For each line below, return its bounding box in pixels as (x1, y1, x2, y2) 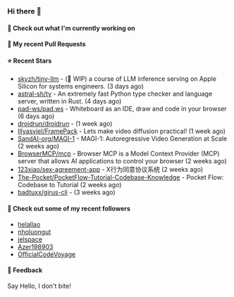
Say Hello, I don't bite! (7, 282, 72, 290)
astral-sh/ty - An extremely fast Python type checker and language (17, 89, 213, 98)
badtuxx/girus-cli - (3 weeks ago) (17, 188, 116, 196)
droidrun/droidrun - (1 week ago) (17, 120, 113, 128)
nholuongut (17, 227, 51, 236)
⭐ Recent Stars (7, 56, 52, 65)
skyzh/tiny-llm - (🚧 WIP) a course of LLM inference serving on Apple (17, 75, 217, 83)
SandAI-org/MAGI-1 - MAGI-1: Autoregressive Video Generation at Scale (17, 134, 228, 143)
